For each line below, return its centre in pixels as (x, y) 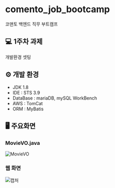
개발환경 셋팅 (18, 57)
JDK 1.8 (20, 87)
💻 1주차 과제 (24, 42)
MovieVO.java (23, 143)
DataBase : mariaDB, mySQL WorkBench (55, 98)
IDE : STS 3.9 (26, 92)
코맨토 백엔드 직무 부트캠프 (32, 24)
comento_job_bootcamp (57, 9)
